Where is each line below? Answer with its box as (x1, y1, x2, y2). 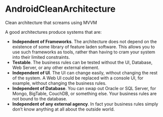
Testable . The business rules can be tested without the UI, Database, (12, 59, 153, 65)
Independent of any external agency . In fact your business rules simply (12, 101, 159, 107)
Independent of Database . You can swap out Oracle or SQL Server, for (12, 85, 156, 91)
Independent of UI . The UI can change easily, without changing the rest (12, 70, 158, 75)
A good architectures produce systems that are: (5, 29, 102, 35)
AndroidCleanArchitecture (5, 3, 116, 15)
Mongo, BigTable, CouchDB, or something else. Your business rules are (12, 91, 157, 96)
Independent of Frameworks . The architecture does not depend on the (12, 38, 157, 45)
